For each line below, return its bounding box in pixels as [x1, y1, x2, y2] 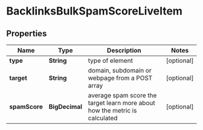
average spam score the [88, 91, 157, 99]
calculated [88, 114, 118, 122]
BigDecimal [48, 103, 83, 111]
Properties [6, 28, 47, 39]
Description [106, 47, 142, 54]
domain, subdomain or [88, 67, 152, 74]
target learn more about [88, 99, 155, 107]
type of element [88, 56, 133, 65]
